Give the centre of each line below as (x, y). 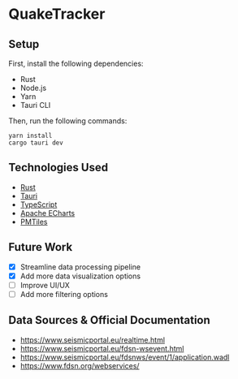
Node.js (33, 88)
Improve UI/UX (45, 285)
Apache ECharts (48, 213)
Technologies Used (58, 168)
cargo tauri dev (36, 143)
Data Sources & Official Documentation (110, 320)
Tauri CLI (35, 105)
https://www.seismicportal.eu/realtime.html (92, 340)
